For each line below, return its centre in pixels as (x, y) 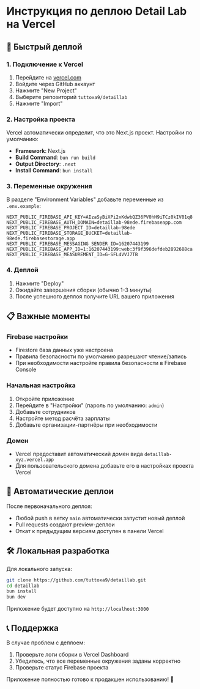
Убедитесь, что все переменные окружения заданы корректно (98, 661)
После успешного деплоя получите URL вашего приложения (94, 296)
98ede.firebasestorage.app (41, 239)
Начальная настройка (41, 385)
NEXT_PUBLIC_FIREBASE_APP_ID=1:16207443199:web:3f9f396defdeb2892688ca (99, 249)
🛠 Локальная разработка (58, 551)
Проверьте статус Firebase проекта (62, 667)
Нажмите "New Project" (46, 90)
